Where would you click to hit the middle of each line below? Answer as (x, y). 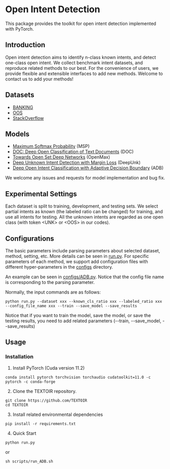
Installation (20, 357)
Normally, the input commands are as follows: (53, 292)
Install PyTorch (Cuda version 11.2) (48, 368)
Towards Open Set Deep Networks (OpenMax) (61, 157)
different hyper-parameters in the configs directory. (59, 267)
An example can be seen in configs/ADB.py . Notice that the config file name (84, 277)
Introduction (25, 45)
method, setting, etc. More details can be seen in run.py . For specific (77, 256)
